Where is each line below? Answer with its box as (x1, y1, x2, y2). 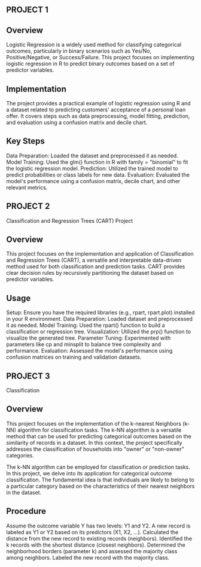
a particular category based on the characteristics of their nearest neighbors (6, 482, 195, 490)
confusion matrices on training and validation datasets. (6, 353, 142, 361)
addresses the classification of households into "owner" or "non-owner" (6, 445, 184, 453)
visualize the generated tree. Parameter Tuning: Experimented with (6, 335, 171, 342)
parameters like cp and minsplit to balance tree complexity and (6, 341, 162, 348)
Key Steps (6, 136, 45, 146)
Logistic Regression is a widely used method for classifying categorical (6, 41, 181, 48)
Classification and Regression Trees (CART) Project (6, 217, 133, 224)
